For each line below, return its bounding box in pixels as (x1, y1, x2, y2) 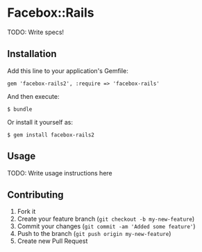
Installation (7, 48, 57, 60)
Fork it (17, 207, 36, 216)
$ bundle (7, 106, 33, 113)
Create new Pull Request (17, 237, 88, 245)
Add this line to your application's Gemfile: (7, 66, 128, 74)
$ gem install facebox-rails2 (7, 131, 95, 139)
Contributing (7, 189, 64, 200)
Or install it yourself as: (7, 118, 73, 126)
